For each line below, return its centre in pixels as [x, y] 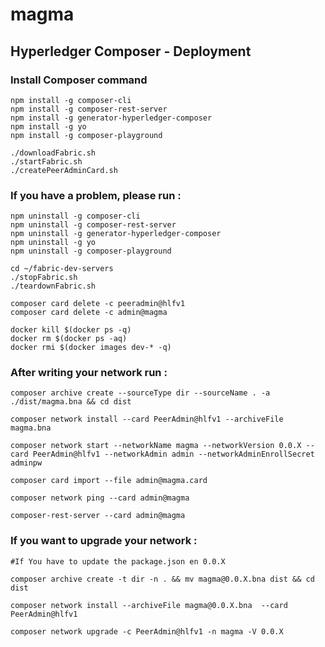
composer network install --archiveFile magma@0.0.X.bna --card [149, 605]
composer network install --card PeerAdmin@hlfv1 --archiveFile [147, 419]
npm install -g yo [48, 126]
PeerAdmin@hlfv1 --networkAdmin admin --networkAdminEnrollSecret [173, 454]
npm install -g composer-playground [86, 135]
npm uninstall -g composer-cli [75, 216]
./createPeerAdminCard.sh [64, 170]
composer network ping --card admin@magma [100, 498]
